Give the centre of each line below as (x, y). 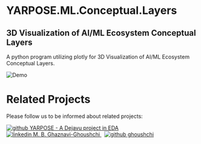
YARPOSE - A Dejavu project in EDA (74, 128)
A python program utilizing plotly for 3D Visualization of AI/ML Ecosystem (98, 57)
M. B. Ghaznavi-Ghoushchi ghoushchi (94, 134)
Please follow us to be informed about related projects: (75, 116)
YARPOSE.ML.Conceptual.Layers (92, 11)
